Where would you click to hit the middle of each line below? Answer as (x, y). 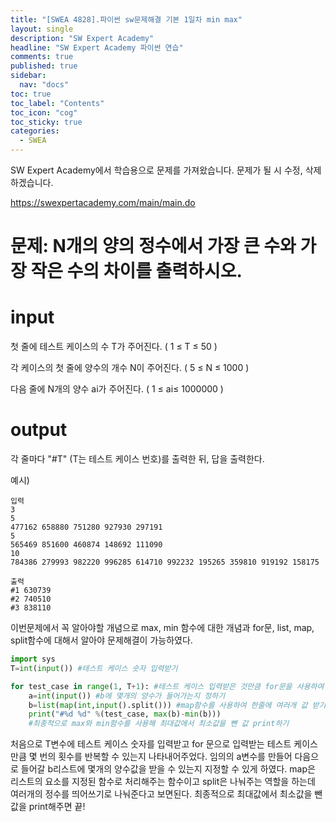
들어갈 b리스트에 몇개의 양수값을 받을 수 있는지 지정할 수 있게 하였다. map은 (168, 769)
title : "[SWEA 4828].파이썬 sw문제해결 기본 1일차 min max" (126, 19)
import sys (33, 659)
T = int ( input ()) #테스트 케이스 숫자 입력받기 (94, 668)
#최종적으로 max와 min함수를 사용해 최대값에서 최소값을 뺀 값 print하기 (159, 724)
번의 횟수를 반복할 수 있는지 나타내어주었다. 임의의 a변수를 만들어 (166, 757)
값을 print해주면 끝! (48, 807)
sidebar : (28, 76)
